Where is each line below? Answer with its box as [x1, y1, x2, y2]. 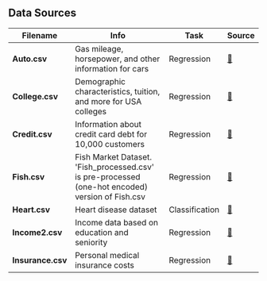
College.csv [12, 90, 58, 102]
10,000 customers [75, 138, 145, 149]
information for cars [75, 63, 149, 74]
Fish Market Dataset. [75, 151, 153, 162]
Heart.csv [12, 204, 50, 215]
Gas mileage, [75, 43, 124, 54]
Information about [75, 118, 141, 129]
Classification [168, 204, 220, 215]
